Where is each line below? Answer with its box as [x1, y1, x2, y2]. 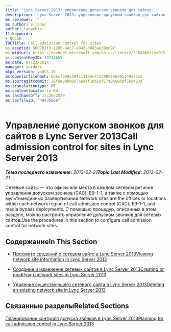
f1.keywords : [5, 31, 33, 36]
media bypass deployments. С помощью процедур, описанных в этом [5, 206, 157, 212]
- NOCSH [5, 36, 22, 41]
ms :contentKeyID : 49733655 [5, 55, 63, 60]
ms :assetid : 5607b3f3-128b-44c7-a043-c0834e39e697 [5, 45, 115, 51]
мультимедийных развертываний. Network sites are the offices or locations [5, 195, 166, 202]
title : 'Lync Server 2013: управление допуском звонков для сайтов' [5, 7, 154, 13]
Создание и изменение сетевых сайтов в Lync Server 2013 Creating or [12, 266, 164, 272]
